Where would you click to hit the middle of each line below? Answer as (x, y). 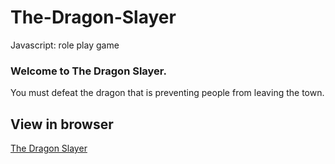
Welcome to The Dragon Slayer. (88, 71)
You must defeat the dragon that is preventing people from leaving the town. (167, 93)
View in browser (62, 124)
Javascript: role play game (65, 45)
